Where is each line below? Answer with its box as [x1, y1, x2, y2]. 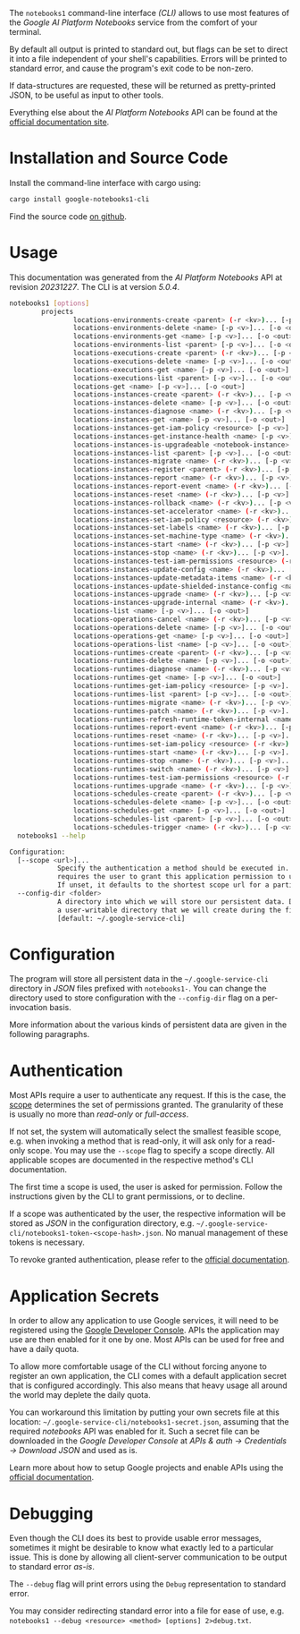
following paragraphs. [9, 1029, 90, 1040]
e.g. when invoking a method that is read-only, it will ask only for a [9, 1136, 254, 1146]
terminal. [9, 27, 42, 37]
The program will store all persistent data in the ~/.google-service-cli [9, 974, 270, 984]
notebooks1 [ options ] [9, 299, 90, 308]
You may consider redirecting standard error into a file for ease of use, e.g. [9, 1605, 285, 1616]
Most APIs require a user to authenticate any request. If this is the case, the [9, 1090, 287, 1101]
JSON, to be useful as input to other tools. [9, 89, 163, 100]
